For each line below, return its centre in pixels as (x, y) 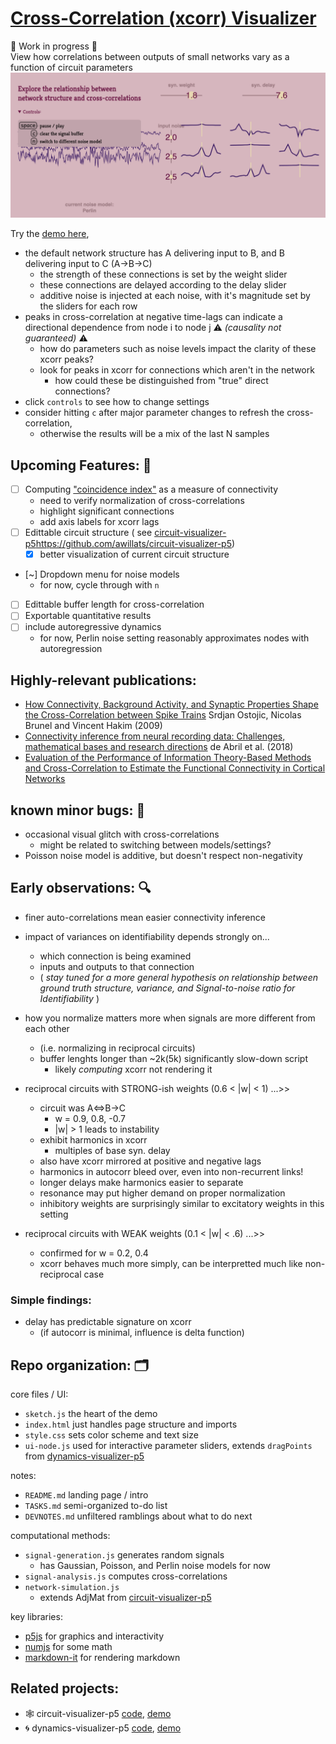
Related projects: (65, 1688)
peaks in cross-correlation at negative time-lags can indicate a (153, 317)
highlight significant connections (107, 511)
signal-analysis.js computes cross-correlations (126, 1576)
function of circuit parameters (71, 67)
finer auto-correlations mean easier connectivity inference (145, 917)
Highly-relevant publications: (103, 680)
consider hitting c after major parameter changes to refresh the (154, 413)
